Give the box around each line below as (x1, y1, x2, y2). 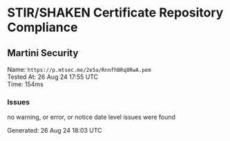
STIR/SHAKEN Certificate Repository (7, 5, 224, 21)
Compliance (7, 19, 78, 35)
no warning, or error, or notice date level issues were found (7, 113, 176, 122)
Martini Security (7, 47, 79, 59)
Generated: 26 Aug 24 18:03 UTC (7, 126, 102, 135)
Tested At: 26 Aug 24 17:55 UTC (7, 73, 99, 81)
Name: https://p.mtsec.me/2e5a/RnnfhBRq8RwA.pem (7, 66, 152, 73)
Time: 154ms (7, 80, 44, 88)
